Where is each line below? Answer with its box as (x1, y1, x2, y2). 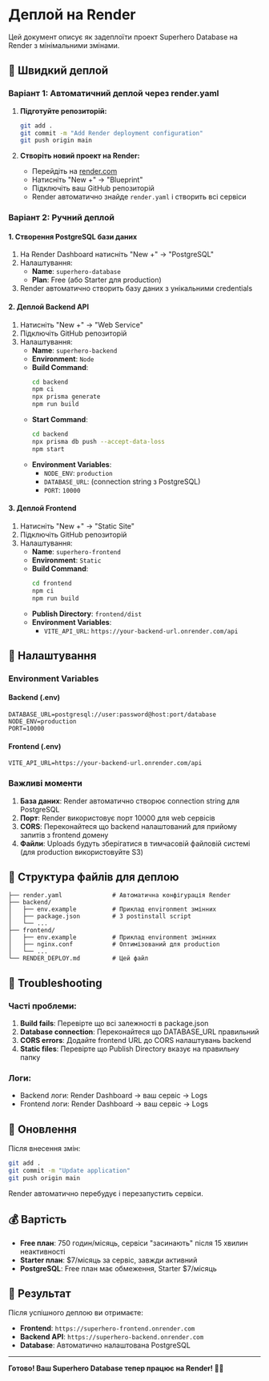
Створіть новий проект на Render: (19, 151, 140, 161)
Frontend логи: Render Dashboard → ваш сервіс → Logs (19, 1099, 209, 1109)
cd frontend (31, 579, 72, 587)
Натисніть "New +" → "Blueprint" (31, 175, 143, 185)
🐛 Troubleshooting (8, 976, 102, 990)
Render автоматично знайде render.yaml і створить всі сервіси (31, 192, 247, 202)
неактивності (19, 1246, 66, 1256)
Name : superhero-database (31, 267, 122, 276)
